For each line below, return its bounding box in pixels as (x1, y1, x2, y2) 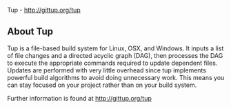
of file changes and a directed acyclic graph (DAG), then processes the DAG (7, 51, 223, 59)
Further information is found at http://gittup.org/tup (7, 94, 152, 102)
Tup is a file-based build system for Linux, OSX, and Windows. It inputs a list (7, 44, 224, 52)
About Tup (7, 26, 54, 37)
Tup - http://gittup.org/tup (7, 6, 81, 14)
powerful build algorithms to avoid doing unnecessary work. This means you (7, 73, 225, 81)
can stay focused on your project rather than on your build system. (7, 81, 197, 89)
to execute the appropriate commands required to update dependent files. (7, 59, 218, 67)
